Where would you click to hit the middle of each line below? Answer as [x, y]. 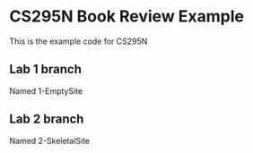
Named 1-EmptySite [46, 90]
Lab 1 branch [46, 69]
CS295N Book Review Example [127, 17]
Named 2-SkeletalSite [50, 140]
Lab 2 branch [47, 119]
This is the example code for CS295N [79, 41]
